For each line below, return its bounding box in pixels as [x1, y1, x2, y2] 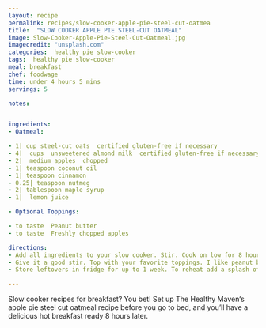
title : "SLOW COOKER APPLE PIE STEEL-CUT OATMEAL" [8, 26, 182, 34]
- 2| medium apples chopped [8, 156, 108, 164]
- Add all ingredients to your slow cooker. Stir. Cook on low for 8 [8, 251, 243, 259]
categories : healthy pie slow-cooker [8, 48, 136, 56]
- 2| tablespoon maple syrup [8, 187, 104, 194]
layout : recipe [8, 11, 59, 20]
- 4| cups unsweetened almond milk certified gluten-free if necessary [8, 149, 260, 157]
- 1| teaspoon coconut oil [8, 164, 97, 172]
